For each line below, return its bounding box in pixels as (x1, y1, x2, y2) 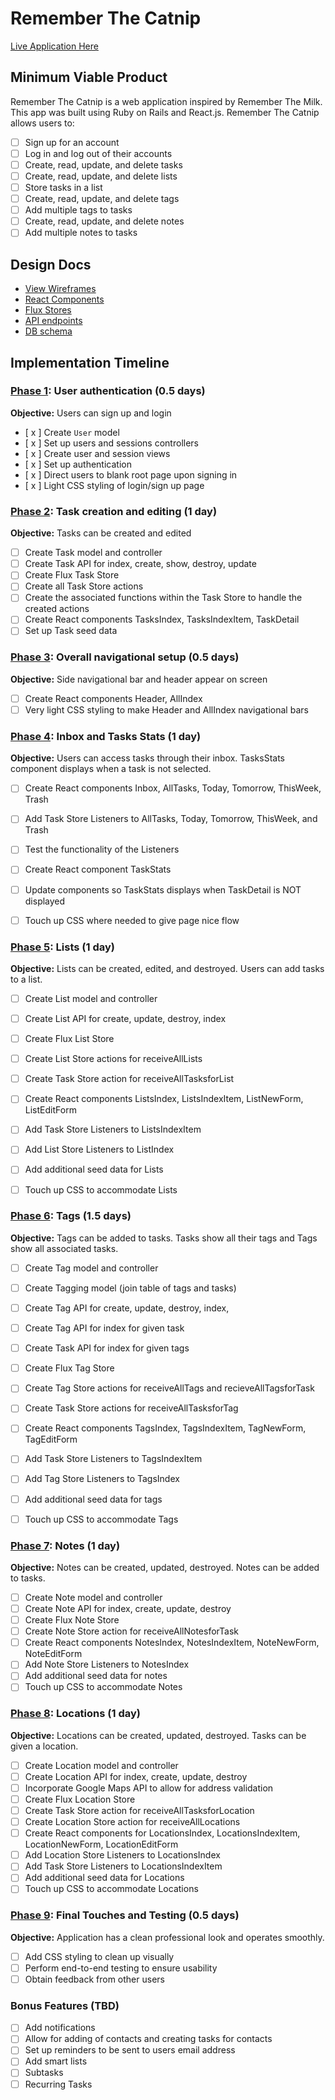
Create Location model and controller (24, 1759, 179, 1771)
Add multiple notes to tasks (24, 227, 138, 239)
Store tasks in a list (24, 182, 103, 193)
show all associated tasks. (10, 1242, 119, 1254)
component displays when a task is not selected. (10, 763, 212, 775)
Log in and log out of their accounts (24, 147, 173, 159)
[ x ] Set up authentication (24, 458, 132, 470)
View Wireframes (24, 283, 97, 295)
